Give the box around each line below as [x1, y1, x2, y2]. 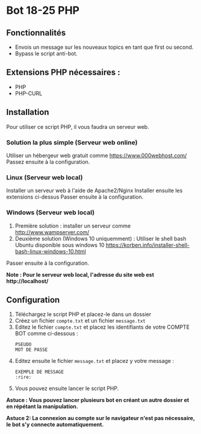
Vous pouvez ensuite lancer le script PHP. [14, 385, 119, 392]
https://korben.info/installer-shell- [105, 241, 190, 249]
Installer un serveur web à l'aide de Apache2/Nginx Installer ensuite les [6, 187, 183, 194]
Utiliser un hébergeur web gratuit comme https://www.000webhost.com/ [6, 152, 187, 159]
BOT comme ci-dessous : [14, 330, 78, 337]
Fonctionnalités [6, 28, 66, 38]
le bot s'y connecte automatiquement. [6, 421, 104, 428]
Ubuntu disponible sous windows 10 [14, 241, 105, 249]
